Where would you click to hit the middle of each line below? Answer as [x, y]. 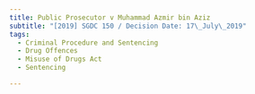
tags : [19, 34]
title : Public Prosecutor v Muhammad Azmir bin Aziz [110, 17]
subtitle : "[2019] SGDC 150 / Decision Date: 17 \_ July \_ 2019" [128, 26]
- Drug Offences [48, 51]
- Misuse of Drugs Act [60, 59]
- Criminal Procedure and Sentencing [88, 43]
